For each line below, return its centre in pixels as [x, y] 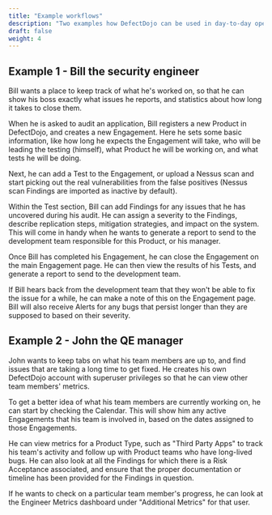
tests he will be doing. [45, 158]
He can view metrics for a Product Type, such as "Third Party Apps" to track [136, 443]
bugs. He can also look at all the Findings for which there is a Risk [118, 460]
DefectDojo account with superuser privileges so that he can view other [128, 377]
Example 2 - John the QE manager [96, 341]
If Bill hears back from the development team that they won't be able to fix [132, 290]
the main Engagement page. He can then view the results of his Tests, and [132, 266]
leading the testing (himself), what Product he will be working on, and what [134, 150]
